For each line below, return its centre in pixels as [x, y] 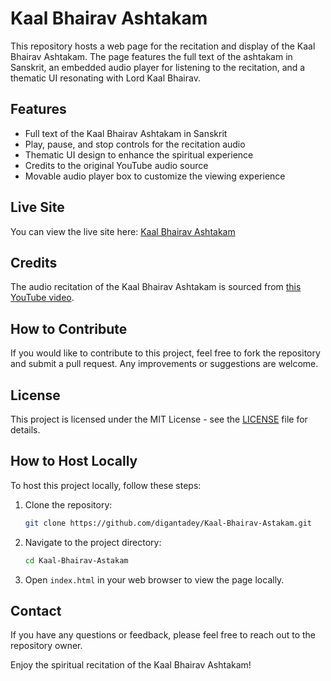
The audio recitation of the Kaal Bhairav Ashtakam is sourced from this [156, 287]
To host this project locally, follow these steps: [106, 485]
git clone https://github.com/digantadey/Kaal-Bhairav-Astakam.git [168, 523]
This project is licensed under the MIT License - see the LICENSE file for [159, 419]
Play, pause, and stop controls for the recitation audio [135, 144]
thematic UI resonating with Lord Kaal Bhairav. [105, 78]
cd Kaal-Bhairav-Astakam [76, 560]
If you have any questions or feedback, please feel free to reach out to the [163, 635]
